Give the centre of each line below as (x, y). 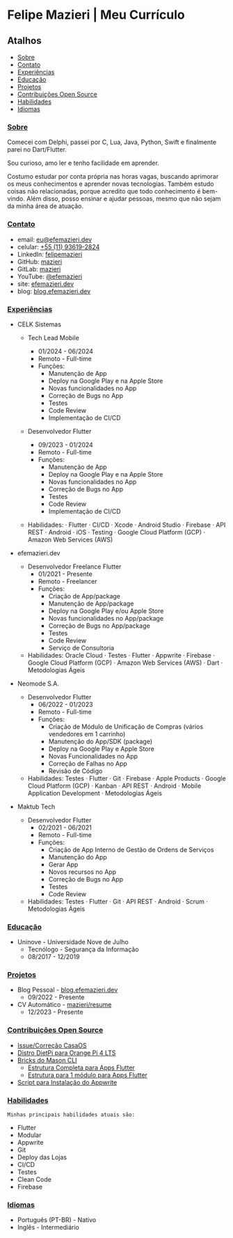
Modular (29, 1135)
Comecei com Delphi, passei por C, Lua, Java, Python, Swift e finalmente (112, 142)
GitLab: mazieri (39, 269)
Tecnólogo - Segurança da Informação (83, 949)
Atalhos (24, 41)
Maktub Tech (36, 807)
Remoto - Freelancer (67, 581)
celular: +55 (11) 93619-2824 (58, 246)
